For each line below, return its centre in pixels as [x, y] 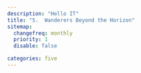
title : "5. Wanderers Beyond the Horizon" [71, 20]
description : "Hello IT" [43, 14]
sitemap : [20, 26]
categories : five [32, 59]
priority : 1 [31, 40]
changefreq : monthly [43, 33]
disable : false [35, 46]
